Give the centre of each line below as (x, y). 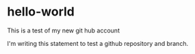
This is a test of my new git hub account (63, 30)
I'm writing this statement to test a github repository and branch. (98, 43)
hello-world (41, 12)
